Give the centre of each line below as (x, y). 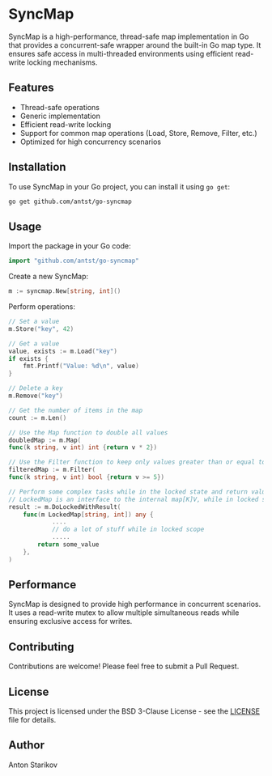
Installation (37, 167)
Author (26, 745)
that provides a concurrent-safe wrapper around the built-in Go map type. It (135, 45)
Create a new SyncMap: (49, 277)
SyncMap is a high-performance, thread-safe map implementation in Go (129, 36)
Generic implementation (60, 116)
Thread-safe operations (59, 107)
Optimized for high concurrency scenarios (91, 142)
